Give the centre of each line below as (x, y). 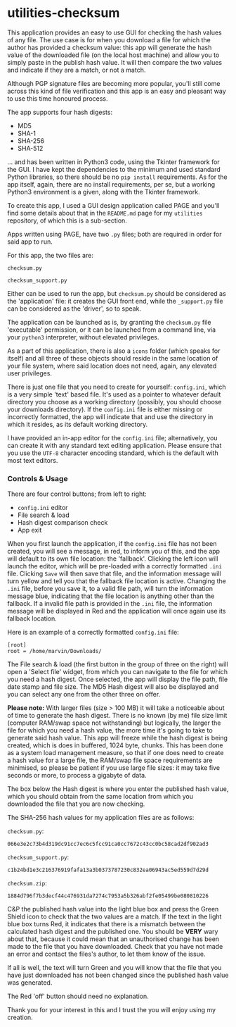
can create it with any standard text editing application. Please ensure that (114, 445)
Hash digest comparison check (63, 523)
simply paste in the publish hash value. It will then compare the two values (115, 62)
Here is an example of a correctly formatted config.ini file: (93, 633)
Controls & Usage (38, 478)
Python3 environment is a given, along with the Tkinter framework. (104, 192)
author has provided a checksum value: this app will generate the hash (110, 47)
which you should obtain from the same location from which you (100, 797)
